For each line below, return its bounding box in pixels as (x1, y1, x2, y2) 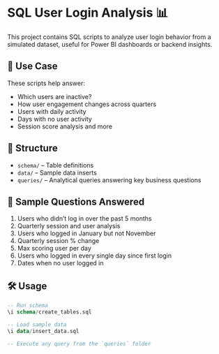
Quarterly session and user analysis (17, 222, 121, 230)
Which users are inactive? (17, 92, 92, 101)
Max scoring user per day (17, 244, 92, 253)
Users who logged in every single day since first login (17, 251, 172, 260)
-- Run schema (7, 302, 49, 309)
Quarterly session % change (17, 237, 100, 245)
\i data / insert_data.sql (7, 327, 80, 334)
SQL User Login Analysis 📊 (7, 5, 169, 21)
